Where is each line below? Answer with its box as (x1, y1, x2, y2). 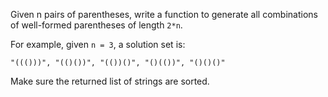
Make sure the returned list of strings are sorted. (10, 75, 210, 87)
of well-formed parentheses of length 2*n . (10, 19, 183, 31)
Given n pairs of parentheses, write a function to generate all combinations (10, 9, 318, 20)
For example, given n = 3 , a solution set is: (10, 39, 186, 50)
